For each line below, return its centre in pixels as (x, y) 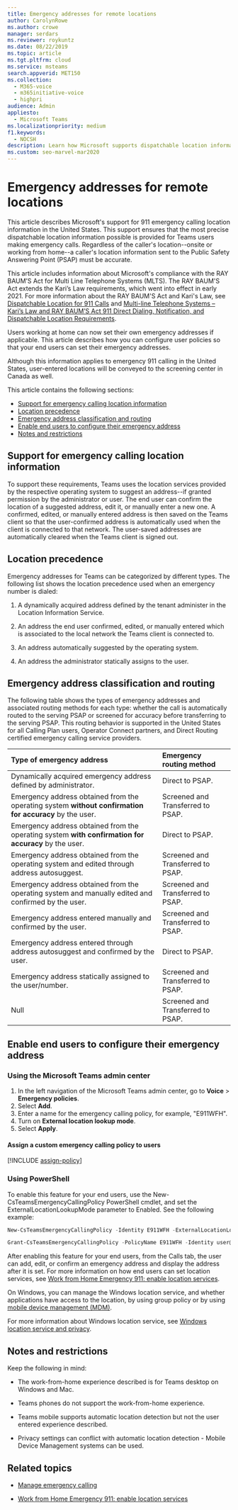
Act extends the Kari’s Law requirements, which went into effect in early (112, 288)
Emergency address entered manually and (81, 918)
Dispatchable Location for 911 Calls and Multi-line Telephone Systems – (112, 303)
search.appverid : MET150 (44, 73)
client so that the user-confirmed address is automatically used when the (114, 522)
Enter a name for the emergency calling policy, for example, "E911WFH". (123, 1114)
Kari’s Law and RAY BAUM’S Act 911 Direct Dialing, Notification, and (106, 311)
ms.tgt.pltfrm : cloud (39, 60)
